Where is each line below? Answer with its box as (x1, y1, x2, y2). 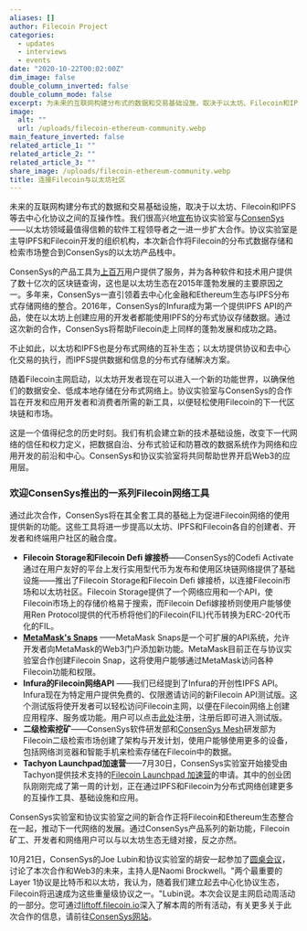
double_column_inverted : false (9, 81, 129, 91)
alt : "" (17, 115, 48, 124)
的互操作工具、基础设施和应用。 (22, 792, 143, 803)
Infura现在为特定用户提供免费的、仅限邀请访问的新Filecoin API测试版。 (22, 689, 290, 700)
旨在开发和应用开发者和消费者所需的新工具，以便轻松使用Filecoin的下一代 (9, 397, 288, 408)
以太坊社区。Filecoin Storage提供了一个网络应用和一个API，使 (38, 586, 274, 597)
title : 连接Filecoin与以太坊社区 (9, 175, 126, 184)
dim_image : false (9, 73, 76, 82)
